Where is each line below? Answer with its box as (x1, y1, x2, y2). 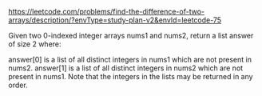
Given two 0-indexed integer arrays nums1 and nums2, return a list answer (8, 31, 254, 40)
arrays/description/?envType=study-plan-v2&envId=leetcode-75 (8, 15, 222, 25)
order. (8, 80, 28, 90)
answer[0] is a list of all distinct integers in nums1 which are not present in (8, 55, 252, 64)
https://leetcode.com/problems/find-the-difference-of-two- (8, 7, 205, 16)
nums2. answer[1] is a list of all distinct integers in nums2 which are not (8, 63, 244, 73)
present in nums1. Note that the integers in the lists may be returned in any (8, 72, 253, 81)
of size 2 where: (8, 39, 62, 49)
